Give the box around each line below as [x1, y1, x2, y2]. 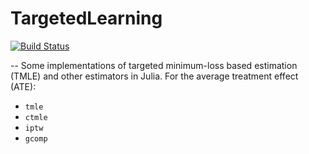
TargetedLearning [10, 7, 163, 30]
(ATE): [10, 80, 37, 92]
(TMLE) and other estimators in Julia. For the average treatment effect [10, 70, 299, 82]
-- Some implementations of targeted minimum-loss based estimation [10, 59, 298, 71]
